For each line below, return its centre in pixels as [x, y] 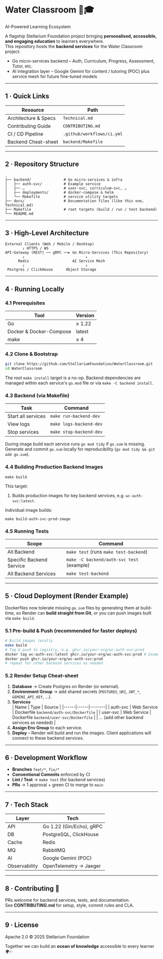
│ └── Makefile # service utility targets [62, 197]
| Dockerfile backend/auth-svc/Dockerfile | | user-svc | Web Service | [81, 712]
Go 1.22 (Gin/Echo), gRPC [73, 826]
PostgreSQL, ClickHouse [71, 835]
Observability [23, 866]
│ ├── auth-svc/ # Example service [53, 184]
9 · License [22, 925]
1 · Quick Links [27, 96]
